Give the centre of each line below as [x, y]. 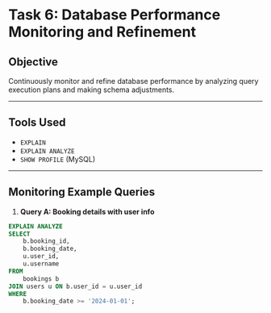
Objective [33, 62]
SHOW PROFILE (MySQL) [58, 159]
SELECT [19, 234]
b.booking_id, [46, 241]
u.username [41, 264]
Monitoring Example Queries [82, 192]
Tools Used [37, 123]
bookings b [41, 279]
